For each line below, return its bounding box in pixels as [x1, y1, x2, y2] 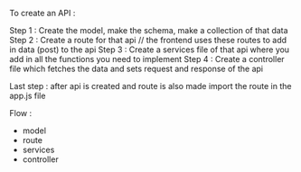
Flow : [9, 108, 33, 118]
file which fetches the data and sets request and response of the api [9, 63, 264, 74]
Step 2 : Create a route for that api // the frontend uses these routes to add [9, 35, 287, 45]
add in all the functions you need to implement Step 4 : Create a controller [9, 54, 285, 64]
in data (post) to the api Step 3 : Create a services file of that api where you [9, 44, 290, 55]
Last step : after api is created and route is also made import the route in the [9, 81, 292, 91]
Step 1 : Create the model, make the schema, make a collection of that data [9, 25, 288, 35]
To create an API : [9, 8, 76, 18]
